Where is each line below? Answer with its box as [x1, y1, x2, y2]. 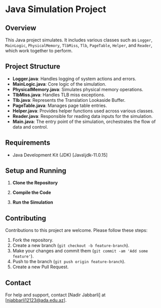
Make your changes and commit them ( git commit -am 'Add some [12, 248, 148, 254]
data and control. [12, 124, 48, 130]
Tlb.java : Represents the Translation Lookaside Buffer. [12, 97, 126, 103]
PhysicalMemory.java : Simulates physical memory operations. [12, 86, 143, 92]
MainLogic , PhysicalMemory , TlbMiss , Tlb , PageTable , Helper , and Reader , [5, 42, 152, 48]
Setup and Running [5, 166, 66, 175]
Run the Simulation [12, 199, 53, 205]
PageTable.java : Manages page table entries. [12, 102, 107, 108]
